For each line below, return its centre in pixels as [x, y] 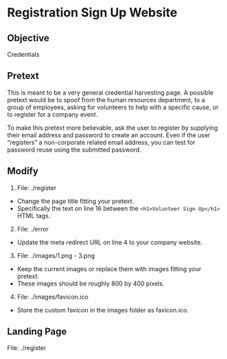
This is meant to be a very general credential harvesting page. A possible [110, 92]
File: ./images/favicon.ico [53, 297]
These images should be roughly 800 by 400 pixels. [91, 283]
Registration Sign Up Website [92, 13]
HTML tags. [34, 216]
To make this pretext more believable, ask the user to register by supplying [112, 128]
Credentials [23, 54]
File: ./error [33, 229]
